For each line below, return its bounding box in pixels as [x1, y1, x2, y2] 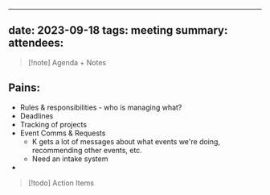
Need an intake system [31, 154, 108, 164]
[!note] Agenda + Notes [27, 57, 107, 67]
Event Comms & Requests [19, 128, 106, 138]
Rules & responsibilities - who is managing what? [19, 102, 182, 112]
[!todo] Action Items [27, 178, 95, 188]
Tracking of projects [19, 119, 87, 129]
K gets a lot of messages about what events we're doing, [31, 136, 221, 146]
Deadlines [19, 110, 54, 121]
